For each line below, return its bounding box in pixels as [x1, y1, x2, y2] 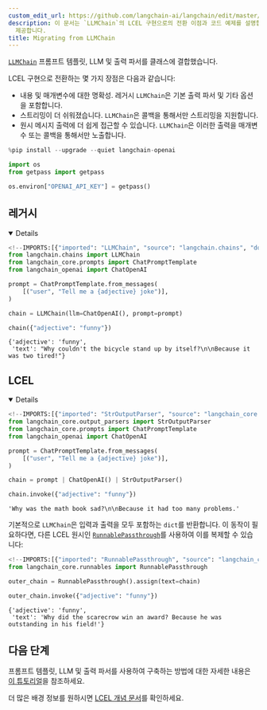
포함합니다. [28, 100, 64, 110]
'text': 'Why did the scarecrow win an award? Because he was [11, 613, 222, 622]
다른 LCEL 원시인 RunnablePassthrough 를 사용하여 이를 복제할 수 [37, 530, 239, 539]
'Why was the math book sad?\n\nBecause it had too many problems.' [8, 505, 240, 513]
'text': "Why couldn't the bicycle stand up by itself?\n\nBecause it [11, 345, 250, 353]
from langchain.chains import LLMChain [8, 251, 141, 259]
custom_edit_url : [8, 11, 66, 20]
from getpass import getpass [8, 168, 105, 176]
